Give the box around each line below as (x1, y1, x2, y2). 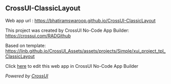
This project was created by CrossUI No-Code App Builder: (5, 27, 130, 33)
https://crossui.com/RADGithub (5, 32, 71, 38)
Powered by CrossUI (5, 73, 48, 79)
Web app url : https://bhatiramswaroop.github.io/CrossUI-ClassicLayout (5, 17, 156, 23)
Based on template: (5, 43, 46, 49)
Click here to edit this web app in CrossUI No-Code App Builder (5, 63, 138, 69)
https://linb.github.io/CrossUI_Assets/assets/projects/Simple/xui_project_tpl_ (5, 48, 166, 54)
